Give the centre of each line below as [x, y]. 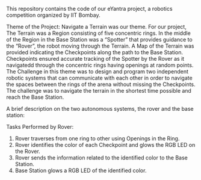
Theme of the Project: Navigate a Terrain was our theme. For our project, [96, 27]
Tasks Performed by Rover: [40, 127]
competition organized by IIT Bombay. [53, 15]
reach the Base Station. [35, 97]
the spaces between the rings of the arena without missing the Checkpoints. [101, 84]
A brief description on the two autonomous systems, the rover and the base [100, 109]
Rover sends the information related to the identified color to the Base [101, 158]
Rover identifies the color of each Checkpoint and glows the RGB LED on [105, 145]
